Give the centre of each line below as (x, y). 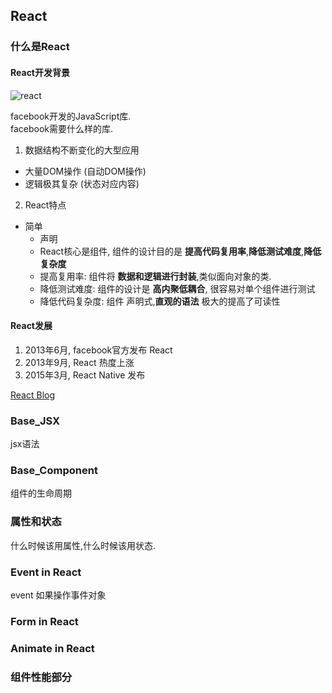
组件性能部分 (41, 677)
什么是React (40, 47)
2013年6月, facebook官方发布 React (98, 350)
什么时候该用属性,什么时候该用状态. (83, 545)
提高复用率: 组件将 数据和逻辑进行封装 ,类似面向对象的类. (155, 276)
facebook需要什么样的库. (62, 128)
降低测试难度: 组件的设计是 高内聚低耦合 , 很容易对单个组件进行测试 (177, 288)
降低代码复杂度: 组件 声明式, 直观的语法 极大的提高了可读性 (160, 301)
